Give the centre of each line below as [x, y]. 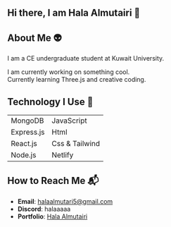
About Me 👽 [34, 38]
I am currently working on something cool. [69, 72]
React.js [24, 144]
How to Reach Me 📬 [53, 181]
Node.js [24, 155]
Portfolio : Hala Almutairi [52, 216]
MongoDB [27, 121]
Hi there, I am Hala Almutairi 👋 [74, 13]
